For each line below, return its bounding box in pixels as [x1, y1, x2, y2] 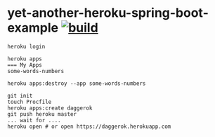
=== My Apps [7, 61, 42, 68]
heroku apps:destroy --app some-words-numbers [7, 79, 146, 87]
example [7, 20, 59, 36]
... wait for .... [7, 117, 61, 124]
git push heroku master [7, 110, 77, 117]
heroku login [7, 43, 46, 50]
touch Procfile [7, 98, 52, 105]
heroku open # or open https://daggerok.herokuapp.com [7, 123, 171, 130]
